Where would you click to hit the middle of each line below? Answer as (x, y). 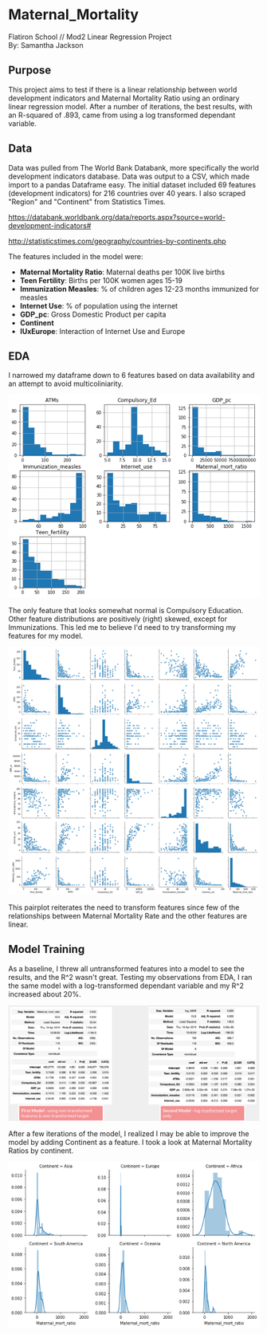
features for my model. (46, 636)
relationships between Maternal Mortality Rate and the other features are (128, 915)
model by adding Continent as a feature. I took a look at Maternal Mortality (130, 1142)
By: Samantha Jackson (46, 45)
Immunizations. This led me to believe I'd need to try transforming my (122, 628)
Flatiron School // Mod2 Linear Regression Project (90, 37)
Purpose (30, 71)
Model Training (47, 949)
